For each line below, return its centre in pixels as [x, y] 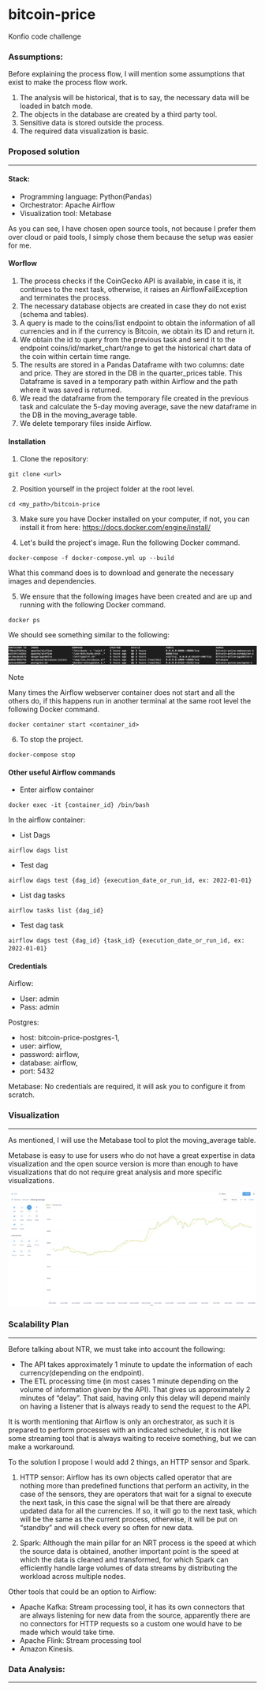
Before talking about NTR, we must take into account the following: [117, 1349]
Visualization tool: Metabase [65, 213]
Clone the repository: [54, 459]
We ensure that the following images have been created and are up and [136, 596]
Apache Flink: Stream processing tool [80, 1640]
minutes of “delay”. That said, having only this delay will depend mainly [135, 1398]
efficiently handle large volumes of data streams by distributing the [129, 1568]
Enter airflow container [57, 790]
